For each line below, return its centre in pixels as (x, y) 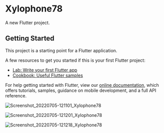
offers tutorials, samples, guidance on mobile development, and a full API (81, 90)
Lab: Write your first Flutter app (45, 70)
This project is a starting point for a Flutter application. (61, 50)
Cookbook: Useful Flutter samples (48, 75)
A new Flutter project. (28, 23)
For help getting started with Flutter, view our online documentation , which (82, 85)
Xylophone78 (34, 9)
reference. (16, 95)
